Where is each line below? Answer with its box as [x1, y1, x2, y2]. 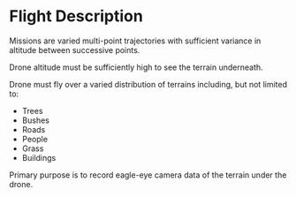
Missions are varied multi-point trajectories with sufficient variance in [9, 35, 262, 46]
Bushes [21, 115, 50, 125]
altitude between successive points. [9, 44, 140, 55]
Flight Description [9, 6, 143, 27]
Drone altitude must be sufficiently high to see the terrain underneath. [9, 62, 263, 72]
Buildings [21, 152, 57, 163]
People [21, 133, 49, 144]
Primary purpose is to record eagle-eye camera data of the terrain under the [9, 170, 287, 180]
